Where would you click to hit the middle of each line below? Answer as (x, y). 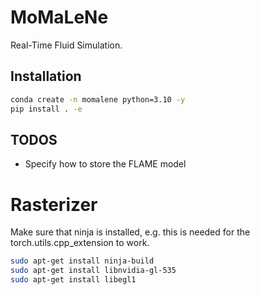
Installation (46, 76)
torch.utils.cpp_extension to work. (80, 243)
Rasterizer (54, 204)
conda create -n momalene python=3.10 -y (98, 99)
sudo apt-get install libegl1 (73, 280)
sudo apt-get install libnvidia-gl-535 (93, 271)
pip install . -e (46, 109)
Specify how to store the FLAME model (105, 164)
